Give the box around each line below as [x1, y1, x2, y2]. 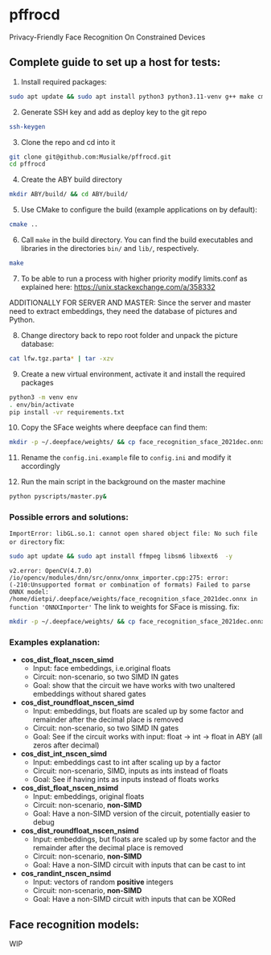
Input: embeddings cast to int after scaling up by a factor [32, 758, 221, 768]
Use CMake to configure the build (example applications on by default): [20, 205, 258, 215]
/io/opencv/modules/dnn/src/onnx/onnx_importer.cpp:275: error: [9, 574, 229, 582]
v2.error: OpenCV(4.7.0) [9, 567, 92, 575]
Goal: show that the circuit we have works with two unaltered [32, 681, 236, 690]
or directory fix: [9, 537, 65, 546]
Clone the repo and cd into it [20, 137, 116, 146]
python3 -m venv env [9, 393, 79, 401]
